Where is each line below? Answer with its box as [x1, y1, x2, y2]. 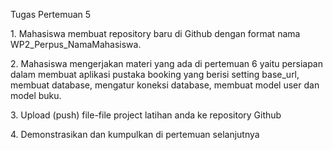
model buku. [10, 90, 62, 101]
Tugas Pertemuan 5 [10, 9, 92, 20]
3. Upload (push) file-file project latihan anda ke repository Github [10, 109, 282, 121]
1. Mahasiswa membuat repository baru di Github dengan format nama [10, 28, 301, 39]
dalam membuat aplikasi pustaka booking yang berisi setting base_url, [10, 69, 300, 80]
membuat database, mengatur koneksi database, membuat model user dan [10, 79, 320, 91]
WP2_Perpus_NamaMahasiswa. [10, 39, 142, 50]
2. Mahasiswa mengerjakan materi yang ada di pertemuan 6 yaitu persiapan [10, 58, 323, 69]
